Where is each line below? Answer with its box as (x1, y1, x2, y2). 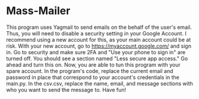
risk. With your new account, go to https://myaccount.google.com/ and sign (6, 42, 192, 49)
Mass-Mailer (6, 4, 71, 18)
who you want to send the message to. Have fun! (6, 86, 127, 93)
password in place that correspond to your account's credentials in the (6, 74, 180, 81)
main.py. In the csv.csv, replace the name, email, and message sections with (6, 80, 193, 87)
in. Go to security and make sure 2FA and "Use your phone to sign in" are (6, 48, 186, 55)
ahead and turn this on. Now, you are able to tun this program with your (6, 61, 181, 68)
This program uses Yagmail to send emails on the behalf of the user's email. (6, 24, 192, 31)
